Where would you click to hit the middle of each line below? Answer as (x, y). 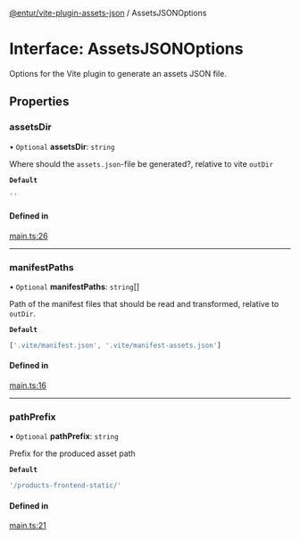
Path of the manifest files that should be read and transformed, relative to (144, 304)
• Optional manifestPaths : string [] (75, 286)
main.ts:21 (28, 526)
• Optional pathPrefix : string (64, 436)
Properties (39, 102)
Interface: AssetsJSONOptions (126, 49)
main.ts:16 (28, 386)
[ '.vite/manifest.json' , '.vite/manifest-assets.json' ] (115, 345)
